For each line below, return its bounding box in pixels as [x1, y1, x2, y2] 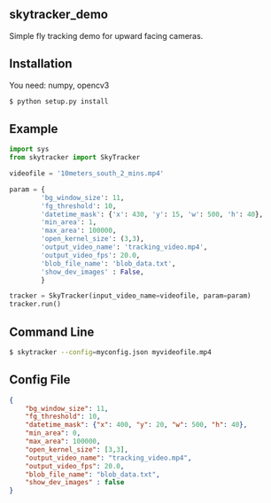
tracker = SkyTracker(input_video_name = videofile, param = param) [9, 291, 252, 300]
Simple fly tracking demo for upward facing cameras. [9, 30, 204, 41]
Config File [9, 372, 71, 388]
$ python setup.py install [9, 97, 109, 105]
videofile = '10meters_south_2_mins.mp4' [9, 169, 165, 178]
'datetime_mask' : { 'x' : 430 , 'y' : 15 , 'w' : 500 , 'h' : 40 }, [41, 210, 264, 219]
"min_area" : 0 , [25, 429, 81, 437]
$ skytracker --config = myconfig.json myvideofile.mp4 [9, 348, 213, 357]
